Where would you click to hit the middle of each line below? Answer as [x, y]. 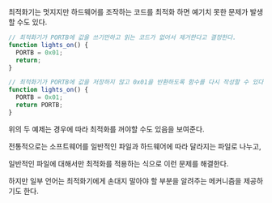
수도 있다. [32, 22]
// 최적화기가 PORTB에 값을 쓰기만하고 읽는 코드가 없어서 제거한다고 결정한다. [122, 37]
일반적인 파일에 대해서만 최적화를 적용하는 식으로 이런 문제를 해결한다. [119, 163]
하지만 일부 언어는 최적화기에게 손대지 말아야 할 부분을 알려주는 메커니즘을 [125, 180]
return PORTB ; [39, 105]
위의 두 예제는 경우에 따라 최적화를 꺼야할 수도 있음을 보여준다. [106, 129]
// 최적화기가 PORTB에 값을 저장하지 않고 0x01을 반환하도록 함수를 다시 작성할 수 [129, 82]
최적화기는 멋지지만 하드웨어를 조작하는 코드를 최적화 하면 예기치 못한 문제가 [128, 12]
